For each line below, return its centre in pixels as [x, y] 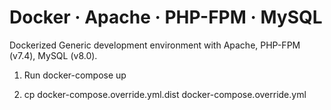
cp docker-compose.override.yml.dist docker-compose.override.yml [165, 94]
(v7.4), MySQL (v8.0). [53, 55]
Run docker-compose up [75, 75]
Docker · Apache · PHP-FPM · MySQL [166, 17]
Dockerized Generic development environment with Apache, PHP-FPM [155, 45]
